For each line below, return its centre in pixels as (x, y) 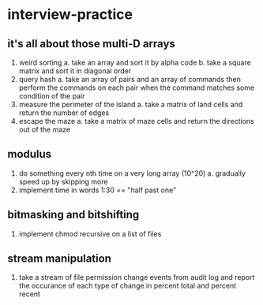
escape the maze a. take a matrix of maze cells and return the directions (136, 121)
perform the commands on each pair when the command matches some (137, 87)
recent (30, 294)
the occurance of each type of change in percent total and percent (128, 286)
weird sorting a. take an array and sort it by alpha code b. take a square (135, 62)
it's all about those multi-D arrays (91, 44)
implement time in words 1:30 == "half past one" (98, 190)
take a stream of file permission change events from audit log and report (137, 277)
